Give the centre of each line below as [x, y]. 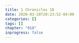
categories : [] [21, 19]
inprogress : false [24, 33]
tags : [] [14, 23]
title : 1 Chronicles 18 [30, 10]
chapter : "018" [21, 28]
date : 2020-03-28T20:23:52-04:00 [40, 14]
